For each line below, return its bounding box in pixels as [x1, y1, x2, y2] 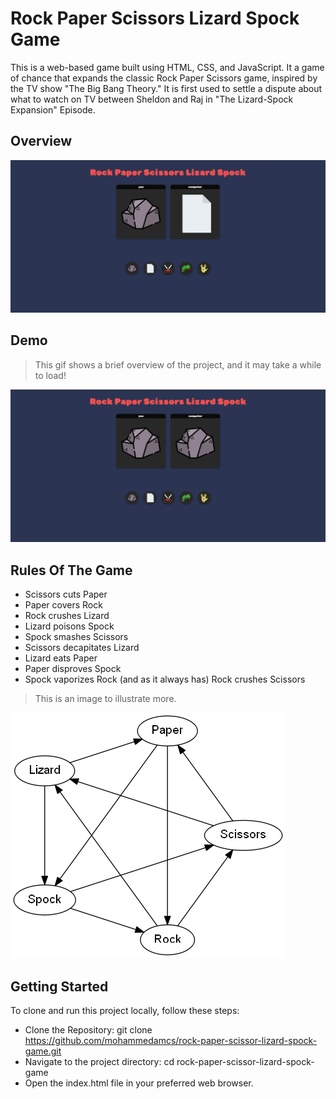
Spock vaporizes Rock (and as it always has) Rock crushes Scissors [24, 673, 306, 686]
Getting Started [10, 978, 109, 995]
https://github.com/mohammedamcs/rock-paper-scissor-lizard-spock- [24, 1034, 318, 1046]
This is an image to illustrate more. [34, 693, 177, 705]
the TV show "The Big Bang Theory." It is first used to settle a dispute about [10, 82, 323, 94]
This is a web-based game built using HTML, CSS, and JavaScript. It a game [10, 61, 325, 73]
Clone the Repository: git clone [24, 1023, 153, 1036]
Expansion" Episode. [10, 103, 96, 116]
